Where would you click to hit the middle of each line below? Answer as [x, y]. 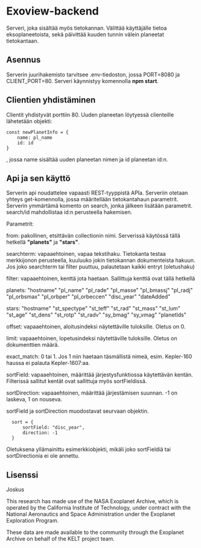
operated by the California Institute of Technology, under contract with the [99, 508]
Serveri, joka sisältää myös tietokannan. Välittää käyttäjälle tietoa [87, 28]
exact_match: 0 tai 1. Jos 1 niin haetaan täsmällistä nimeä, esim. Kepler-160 [99, 356]
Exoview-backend [53, 11]
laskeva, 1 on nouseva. [34, 399]
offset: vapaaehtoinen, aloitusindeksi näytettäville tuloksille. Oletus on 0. [96, 327]
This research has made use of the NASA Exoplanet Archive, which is [93, 501]
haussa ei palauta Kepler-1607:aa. [48, 363]
